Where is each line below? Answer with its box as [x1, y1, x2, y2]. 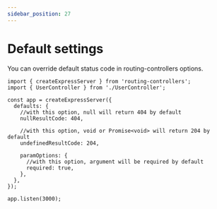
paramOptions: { [20, 152, 69, 159]
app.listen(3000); [7, 195, 61, 202]
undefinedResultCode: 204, [20, 139, 100, 147]
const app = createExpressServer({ [7, 96, 112, 103]
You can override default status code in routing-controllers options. [7, 64, 204, 73]
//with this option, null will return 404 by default [20, 109, 182, 116]
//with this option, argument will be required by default [25, 158, 204, 165]
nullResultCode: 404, [20, 114, 83, 122]
